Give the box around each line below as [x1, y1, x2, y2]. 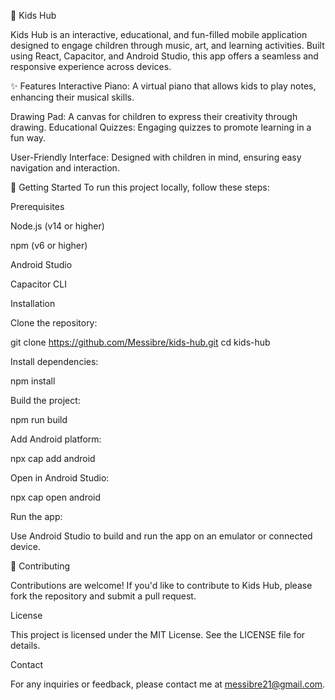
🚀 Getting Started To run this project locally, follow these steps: [10, 181, 270, 193]
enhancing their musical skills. [10, 91, 135, 103]
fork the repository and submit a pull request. [10, 590, 197, 602]
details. [10, 640, 41, 651]
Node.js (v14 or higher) [10, 220, 105, 232]
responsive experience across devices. [10, 61, 172, 72]
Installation [10, 298, 56, 309]
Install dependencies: [10, 356, 99, 367]
